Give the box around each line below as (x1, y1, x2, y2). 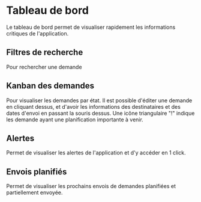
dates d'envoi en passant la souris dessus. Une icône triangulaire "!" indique (6, 109, 195, 117)
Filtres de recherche (6, 47, 83, 58)
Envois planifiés (6, 167, 67, 177)
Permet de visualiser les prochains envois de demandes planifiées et (6, 183, 176, 190)
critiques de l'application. (6, 29, 69, 37)
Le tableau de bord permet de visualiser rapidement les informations (6, 23, 176, 31)
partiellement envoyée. (6, 189, 63, 196)
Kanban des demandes (6, 81, 95, 91)
